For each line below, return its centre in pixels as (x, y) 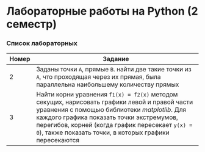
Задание (116, 59)
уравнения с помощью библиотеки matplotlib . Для (111, 110)
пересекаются (58, 140)
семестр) (31, 24)
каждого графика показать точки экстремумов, (107, 117)
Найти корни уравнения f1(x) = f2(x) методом (107, 95)
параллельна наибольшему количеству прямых (108, 85)
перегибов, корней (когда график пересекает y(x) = (114, 125)
